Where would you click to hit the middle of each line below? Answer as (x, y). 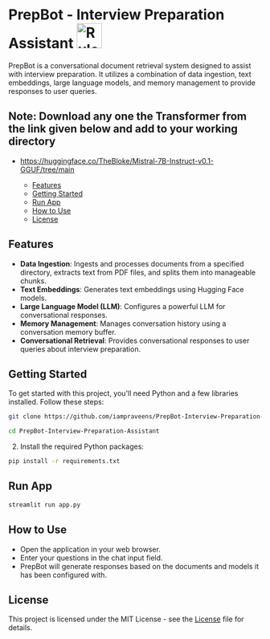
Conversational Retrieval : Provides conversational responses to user (135, 340)
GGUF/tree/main (47, 169)
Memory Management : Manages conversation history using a (123, 324)
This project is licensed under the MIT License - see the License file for (126, 619)
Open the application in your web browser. (90, 549)
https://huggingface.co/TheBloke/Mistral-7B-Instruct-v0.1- (117, 161)
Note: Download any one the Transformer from (128, 117)
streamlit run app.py (45, 505)
